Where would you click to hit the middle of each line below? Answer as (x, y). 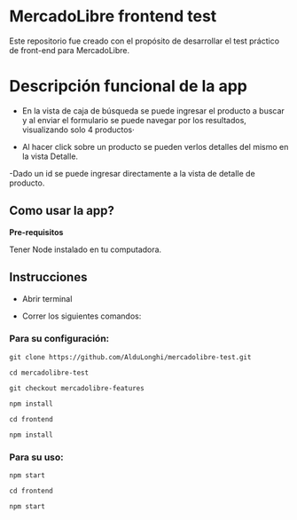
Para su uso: (36, 457)
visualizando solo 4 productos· (78, 130)
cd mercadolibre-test (49, 373)
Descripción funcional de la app (129, 87)
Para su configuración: (59, 339)
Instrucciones (48, 277)
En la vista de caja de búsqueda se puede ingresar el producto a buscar (153, 110)
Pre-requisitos (36, 232)
